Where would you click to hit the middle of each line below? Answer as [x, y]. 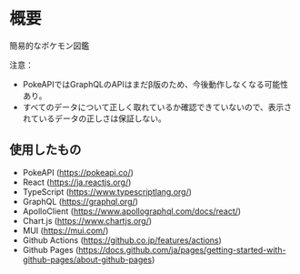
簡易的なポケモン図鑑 [49, 46]
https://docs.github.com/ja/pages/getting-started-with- [182, 249]
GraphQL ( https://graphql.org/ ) [80, 201]
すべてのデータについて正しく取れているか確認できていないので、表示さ [157, 107]
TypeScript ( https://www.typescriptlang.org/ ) [107, 191]
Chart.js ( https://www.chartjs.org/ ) [87, 220]
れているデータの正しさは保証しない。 [94, 118]
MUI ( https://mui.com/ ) [65, 230]
